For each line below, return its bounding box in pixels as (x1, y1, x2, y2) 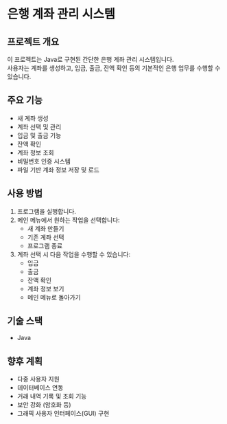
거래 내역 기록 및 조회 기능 (16, 392, 87, 401)
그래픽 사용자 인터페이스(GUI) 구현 (16, 410, 110, 418)
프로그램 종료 (27, 241, 63, 249)
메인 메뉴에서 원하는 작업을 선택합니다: (16, 216, 120, 224)
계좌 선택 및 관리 (16, 122, 62, 131)
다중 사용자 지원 (16, 375, 60, 383)
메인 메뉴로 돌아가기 (27, 293, 81, 301)
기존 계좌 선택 (27, 233, 64, 241)
